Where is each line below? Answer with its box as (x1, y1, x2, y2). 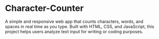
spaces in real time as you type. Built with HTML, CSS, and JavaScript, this (5, 23, 154, 29)
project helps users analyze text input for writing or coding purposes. (5, 29, 143, 34)
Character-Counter (5, 3, 84, 14)
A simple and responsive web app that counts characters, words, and (5, 19, 144, 24)
